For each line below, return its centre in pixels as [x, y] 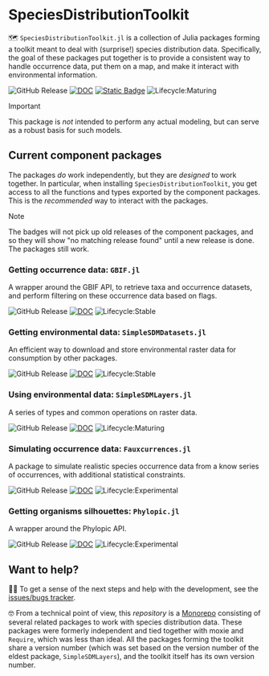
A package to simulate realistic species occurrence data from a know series [134, 466]
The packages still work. [49, 249]
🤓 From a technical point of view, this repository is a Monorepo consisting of [134, 613]
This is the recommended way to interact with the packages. [108, 200]
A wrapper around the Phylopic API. [67, 529]
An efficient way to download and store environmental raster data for [122, 350]
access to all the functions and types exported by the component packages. [134, 192]
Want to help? [44, 569]
